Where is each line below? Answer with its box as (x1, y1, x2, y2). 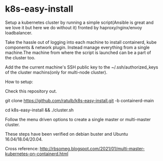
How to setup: (5, 79, 33, 85)
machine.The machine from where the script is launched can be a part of (5, 50, 151, 55)
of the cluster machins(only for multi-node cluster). (5, 69, 108, 75)
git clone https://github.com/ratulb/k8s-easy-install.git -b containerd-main (5, 97, 154, 103)
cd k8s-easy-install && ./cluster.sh (5, 107, 74, 113)
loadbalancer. (5, 30, 33, 36)
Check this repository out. (5, 88, 57, 94)
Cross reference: (5, 145, 39, 151)
